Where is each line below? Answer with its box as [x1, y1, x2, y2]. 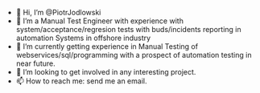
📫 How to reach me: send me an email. [15, 76, 147, 86]
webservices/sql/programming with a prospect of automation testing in [15, 51, 252, 59]
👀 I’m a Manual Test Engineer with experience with [15, 16, 184, 26]
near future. [15, 59, 56, 68]
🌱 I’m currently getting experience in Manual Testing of [15, 42, 199, 51]
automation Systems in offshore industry [15, 33, 151, 42]
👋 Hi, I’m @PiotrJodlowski [15, 8, 101, 17]
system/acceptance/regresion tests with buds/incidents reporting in [15, 25, 241, 34]
